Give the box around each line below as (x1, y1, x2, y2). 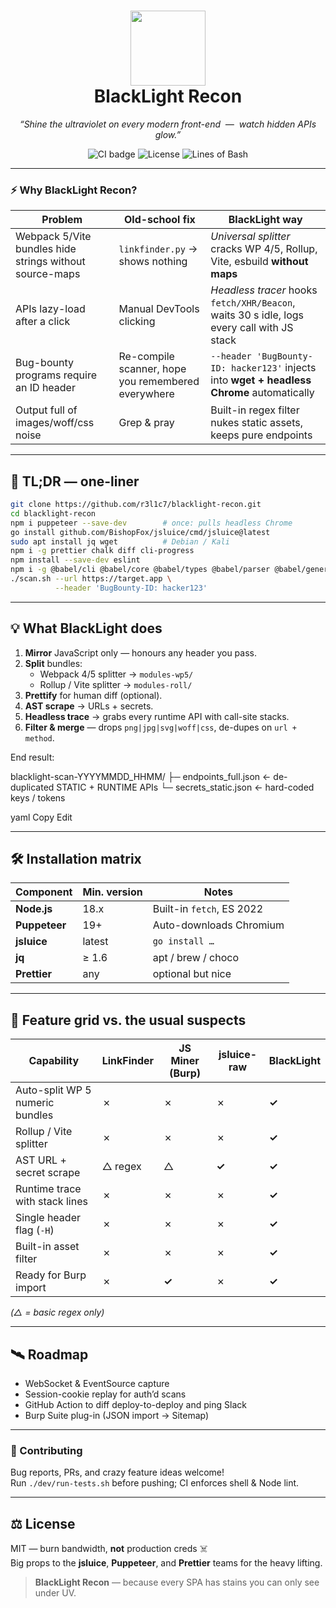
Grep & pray (118, 416, 175, 430)
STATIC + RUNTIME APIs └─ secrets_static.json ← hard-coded (56, 781, 315, 793)
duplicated (10, 781, 55, 793)
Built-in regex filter (210, 403, 300, 417)
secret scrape (15, 1166, 81, 1180)
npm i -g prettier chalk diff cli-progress (10, 546, 195, 556)
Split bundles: (24, 657, 83, 669)
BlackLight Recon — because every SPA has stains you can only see (34, 1576, 320, 1589)
